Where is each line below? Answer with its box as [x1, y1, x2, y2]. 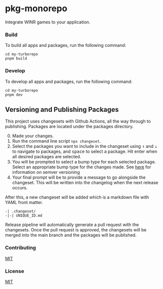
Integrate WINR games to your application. [5, 19, 90, 25]
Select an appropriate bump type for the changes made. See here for [12, 164, 151, 170]
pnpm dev [5, 92, 23, 97]
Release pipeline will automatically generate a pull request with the [5, 222, 139, 227]
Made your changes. [12, 133, 54, 139]
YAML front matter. [5, 200, 43, 206]
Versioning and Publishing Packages [5, 105, 119, 114]
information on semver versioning [12, 169, 80, 175]
